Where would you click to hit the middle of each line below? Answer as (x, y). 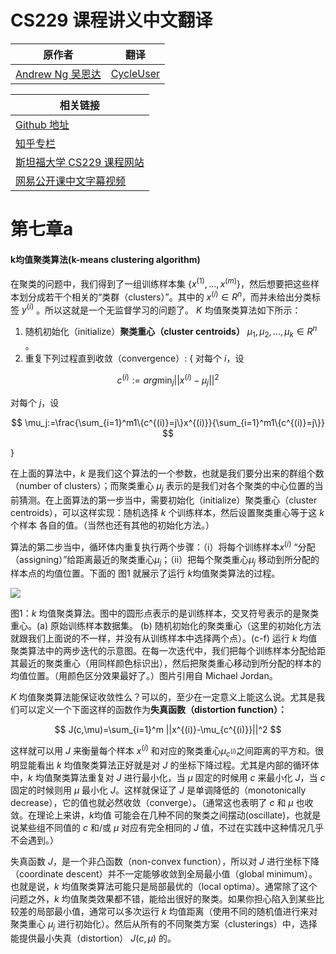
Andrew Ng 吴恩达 (58, 74)
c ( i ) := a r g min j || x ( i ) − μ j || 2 (168, 380)
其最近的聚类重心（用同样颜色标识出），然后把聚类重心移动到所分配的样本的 (166, 663)
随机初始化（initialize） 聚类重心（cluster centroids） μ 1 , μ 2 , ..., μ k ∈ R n (171, 332)
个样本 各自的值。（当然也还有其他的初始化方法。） (112, 525)
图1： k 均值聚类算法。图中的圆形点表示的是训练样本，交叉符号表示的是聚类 (165, 613)
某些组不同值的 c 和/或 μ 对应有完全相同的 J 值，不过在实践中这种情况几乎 (171, 827)
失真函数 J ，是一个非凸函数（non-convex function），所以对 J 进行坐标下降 (165, 861)
